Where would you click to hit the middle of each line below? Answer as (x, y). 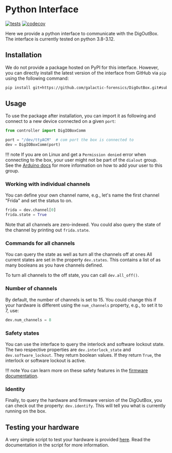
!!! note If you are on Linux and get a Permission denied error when (76, 155)
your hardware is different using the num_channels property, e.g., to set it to (84, 305)
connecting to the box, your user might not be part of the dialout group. (81, 160)
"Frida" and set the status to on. (39, 201)
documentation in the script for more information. (57, 445)
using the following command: (37, 78)
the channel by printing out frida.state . (48, 230)
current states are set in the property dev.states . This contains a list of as (83, 260)
